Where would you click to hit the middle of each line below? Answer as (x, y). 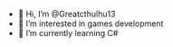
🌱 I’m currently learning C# (68, 33)
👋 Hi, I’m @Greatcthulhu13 (67, 14)
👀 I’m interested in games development (91, 23)
